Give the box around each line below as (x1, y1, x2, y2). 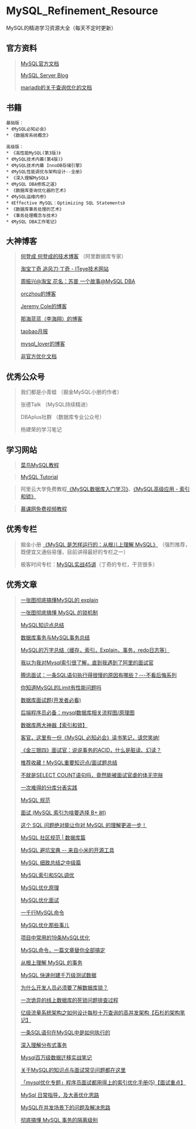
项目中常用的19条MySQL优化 (20, 934, 90, 941)
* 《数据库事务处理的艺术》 (6, 206, 65, 212)
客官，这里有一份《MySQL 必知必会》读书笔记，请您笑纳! (20, 734, 160, 741)
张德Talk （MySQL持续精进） (20, 401, 91, 408)
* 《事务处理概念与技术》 (6, 212, 60, 218)
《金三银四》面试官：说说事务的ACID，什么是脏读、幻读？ (20, 746, 162, 754)
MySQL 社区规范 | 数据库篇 (20, 834, 86, 841)
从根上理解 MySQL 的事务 (20, 959, 83, 966)
